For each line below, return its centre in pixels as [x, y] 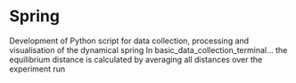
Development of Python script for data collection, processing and [129, 41]
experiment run [37, 69]
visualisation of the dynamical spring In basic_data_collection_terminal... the [148, 49]
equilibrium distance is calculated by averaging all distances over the [136, 59]
